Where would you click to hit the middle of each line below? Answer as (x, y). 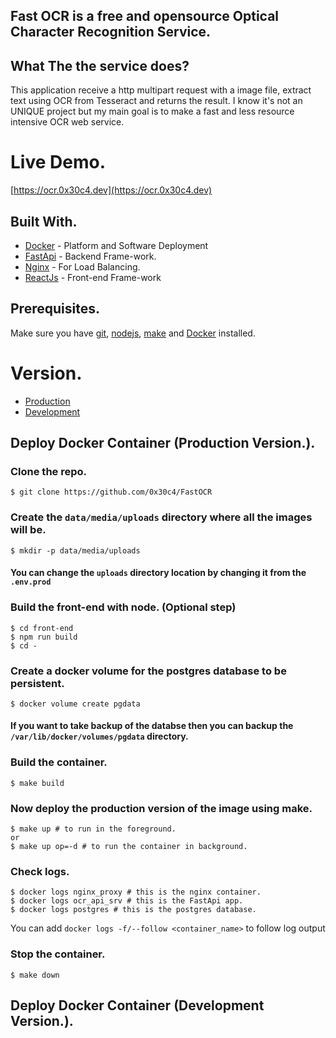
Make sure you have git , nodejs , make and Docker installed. (133, 333)
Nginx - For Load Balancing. (82, 266)
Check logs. (40, 871)
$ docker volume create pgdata (75, 704)
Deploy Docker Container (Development (137, 1005)
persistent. (37, 683)
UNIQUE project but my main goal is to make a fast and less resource (152, 111)
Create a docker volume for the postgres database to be (148, 671)
